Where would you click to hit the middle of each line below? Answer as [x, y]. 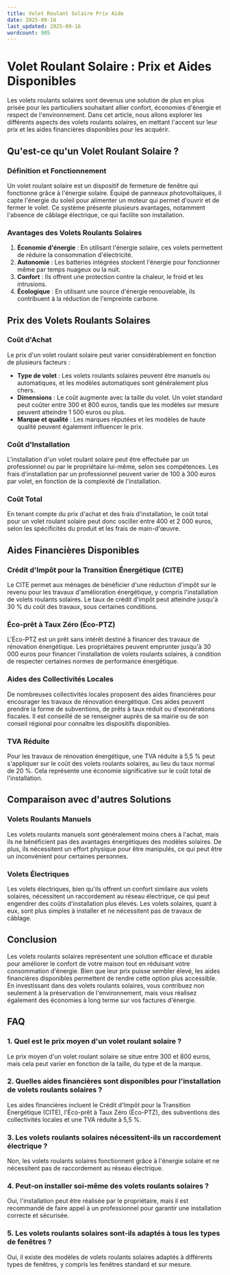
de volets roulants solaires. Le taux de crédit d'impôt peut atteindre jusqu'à [113, 599]
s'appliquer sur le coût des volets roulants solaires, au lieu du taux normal [111, 764]
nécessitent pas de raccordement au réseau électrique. [85, 1168]
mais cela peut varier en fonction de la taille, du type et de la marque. [105, 1063]
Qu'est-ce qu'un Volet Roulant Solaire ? [93, 151]
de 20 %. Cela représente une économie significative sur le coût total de [109, 771]
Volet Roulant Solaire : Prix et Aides [110, 67]
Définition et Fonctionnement [57, 170]
